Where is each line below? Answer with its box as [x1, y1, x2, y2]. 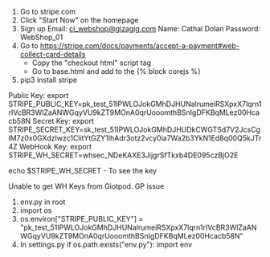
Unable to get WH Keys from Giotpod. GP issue [8, 182, 165, 191]
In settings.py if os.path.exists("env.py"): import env [19, 240, 193, 249]
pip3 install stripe [19, 75, 78, 84]
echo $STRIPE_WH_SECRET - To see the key [8, 166, 157, 175]
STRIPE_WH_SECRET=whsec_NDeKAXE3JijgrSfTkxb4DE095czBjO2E [8, 150, 239, 160]
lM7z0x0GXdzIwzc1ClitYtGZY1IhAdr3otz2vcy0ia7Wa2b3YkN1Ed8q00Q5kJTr [8, 133, 262, 143]
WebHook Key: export [18, 142, 92, 151]
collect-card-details [19, 50, 86, 59]
